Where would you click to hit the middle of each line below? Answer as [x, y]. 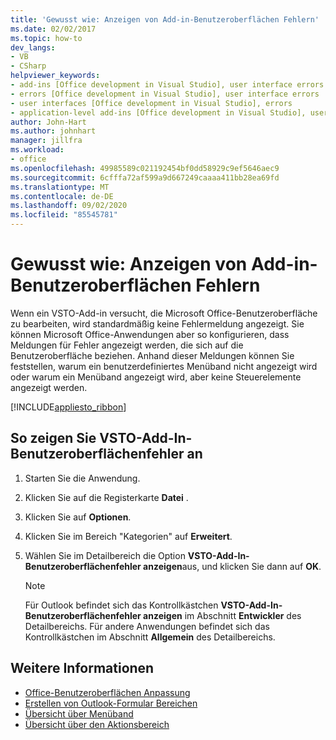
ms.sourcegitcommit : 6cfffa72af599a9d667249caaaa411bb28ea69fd [145, 177]
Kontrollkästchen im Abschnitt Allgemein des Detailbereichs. [150, 637]
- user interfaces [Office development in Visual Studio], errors [151, 103]
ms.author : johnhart [53, 131]
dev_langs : [33, 47]
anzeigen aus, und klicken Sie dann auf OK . [232, 566]
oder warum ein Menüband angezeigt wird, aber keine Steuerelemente [156, 377]
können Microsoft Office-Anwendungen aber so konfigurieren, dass [150, 334]
